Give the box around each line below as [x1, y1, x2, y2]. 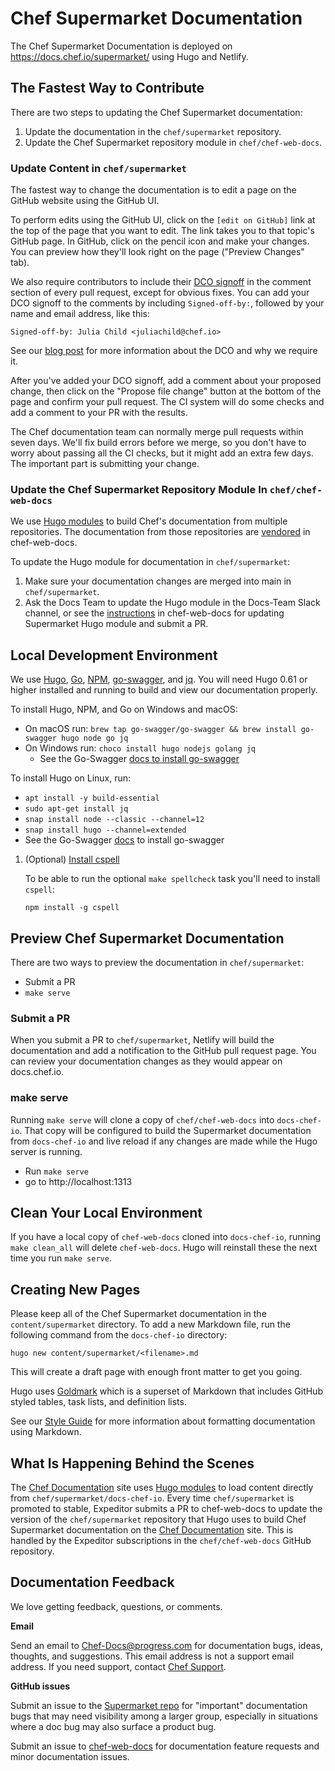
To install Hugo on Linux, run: [10, 772, 132, 784]
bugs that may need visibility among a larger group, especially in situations [10, 1710, 318, 1722]
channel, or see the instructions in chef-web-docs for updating [24, 607, 285, 619]
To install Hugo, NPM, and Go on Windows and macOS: [10, 703, 238, 716]
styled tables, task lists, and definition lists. [10, 1396, 187, 1408]
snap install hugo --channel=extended [24, 825, 187, 836]
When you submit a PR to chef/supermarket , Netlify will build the [10, 1034, 275, 1046]
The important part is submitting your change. [10, 458, 200, 470]
